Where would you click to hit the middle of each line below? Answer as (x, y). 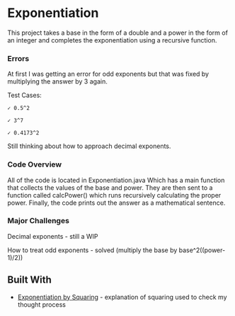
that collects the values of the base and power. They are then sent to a (110, 187)
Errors (18, 58)
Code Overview (35, 164)
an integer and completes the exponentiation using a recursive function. (112, 40)
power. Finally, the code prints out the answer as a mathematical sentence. (116, 203)
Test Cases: (25, 95)
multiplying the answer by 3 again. (57, 81)
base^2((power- (202, 250)
